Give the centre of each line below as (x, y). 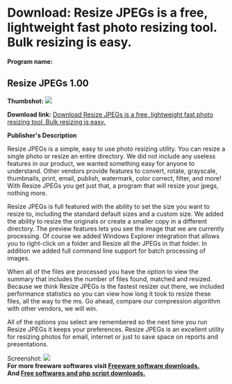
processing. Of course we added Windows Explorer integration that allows (114, 236)
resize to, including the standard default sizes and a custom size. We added (115, 214)
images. (18, 258)
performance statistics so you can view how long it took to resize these (109, 294)
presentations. (28, 344)
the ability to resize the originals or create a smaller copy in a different (107, 221)
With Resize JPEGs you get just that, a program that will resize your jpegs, (113, 185)
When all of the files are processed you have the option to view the (103, 272)
